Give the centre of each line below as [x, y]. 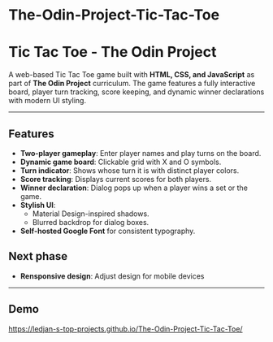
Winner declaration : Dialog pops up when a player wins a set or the [134, 188]
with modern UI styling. [48, 101]
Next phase [38, 256]
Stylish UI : [38, 205]
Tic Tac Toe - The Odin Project [113, 52]
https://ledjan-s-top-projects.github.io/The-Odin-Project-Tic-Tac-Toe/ [126, 329]
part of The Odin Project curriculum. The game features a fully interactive [132, 84]
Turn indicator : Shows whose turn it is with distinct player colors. [130, 170]
